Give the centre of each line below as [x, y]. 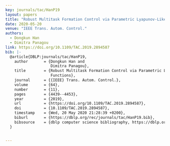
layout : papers [21, 15]
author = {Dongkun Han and [50, 61]
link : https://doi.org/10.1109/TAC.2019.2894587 [57, 47]
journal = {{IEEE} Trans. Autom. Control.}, [68, 80]
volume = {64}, [37, 85]
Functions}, [63, 76]
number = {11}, [37, 89]
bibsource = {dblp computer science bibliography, [72, 122]
